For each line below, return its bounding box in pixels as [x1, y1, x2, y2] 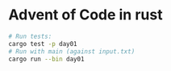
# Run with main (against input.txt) [8, 47, 136, 56]
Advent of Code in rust [8, 6, 163, 24]
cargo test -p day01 [8, 40, 78, 48]
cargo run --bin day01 [8, 55, 85, 63]
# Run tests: [8, 32, 52, 40]
